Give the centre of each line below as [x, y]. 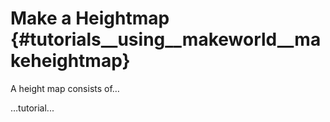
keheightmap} [70, 61]
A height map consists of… [65, 88]
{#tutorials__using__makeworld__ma [166, 39]
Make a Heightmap [90, 18]
